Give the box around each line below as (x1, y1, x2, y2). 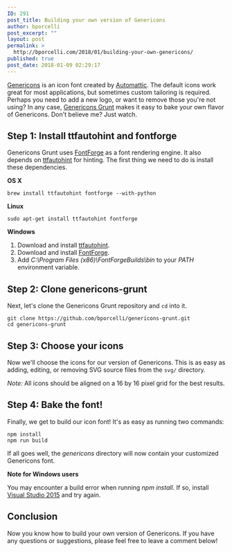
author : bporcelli (7, 23, 60, 30)
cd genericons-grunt (7, 321, 67, 328)
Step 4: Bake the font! (7, 399, 103, 411)
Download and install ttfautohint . (17, 241, 110, 249)
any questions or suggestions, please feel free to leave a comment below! (7, 536, 218, 544)
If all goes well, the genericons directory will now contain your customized (7, 449, 220, 457)
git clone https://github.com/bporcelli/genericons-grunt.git (7, 315, 190, 322)
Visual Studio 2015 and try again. (7, 490, 101, 499)
